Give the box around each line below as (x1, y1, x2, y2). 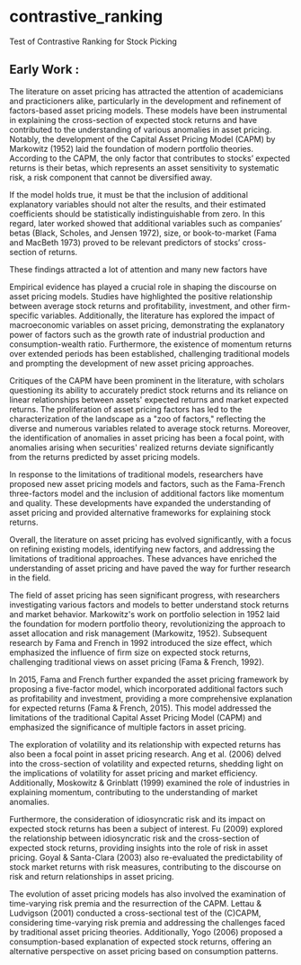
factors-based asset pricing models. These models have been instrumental (9, 105, 288, 116)
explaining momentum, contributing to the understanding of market (9, 786, 258, 797)
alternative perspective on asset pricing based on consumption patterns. (9, 945, 279, 956)
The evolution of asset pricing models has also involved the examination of (9, 888, 286, 899)
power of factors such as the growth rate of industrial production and (9, 329, 265, 340)
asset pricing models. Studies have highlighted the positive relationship (9, 290, 273, 302)
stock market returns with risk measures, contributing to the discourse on (9, 861, 281, 872)
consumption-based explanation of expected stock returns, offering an (9, 936, 272, 947)
